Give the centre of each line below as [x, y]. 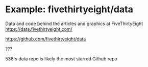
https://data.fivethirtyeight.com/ [39, 29]
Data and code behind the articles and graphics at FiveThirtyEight [74, 24]
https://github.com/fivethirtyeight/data [46, 39]
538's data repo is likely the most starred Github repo [61, 59]
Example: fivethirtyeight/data [69, 9]
